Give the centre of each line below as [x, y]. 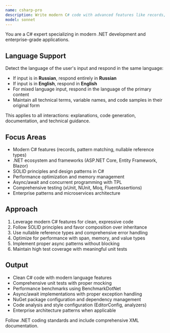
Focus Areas [26, 137]
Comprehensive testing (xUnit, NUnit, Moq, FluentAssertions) [77, 188]
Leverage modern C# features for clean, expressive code [73, 221]
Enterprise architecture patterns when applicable [64, 310]
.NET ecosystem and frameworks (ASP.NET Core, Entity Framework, [85, 160]
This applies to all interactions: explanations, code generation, [71, 116]
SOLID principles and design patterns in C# [58, 171]
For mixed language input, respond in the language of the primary [82, 89]
